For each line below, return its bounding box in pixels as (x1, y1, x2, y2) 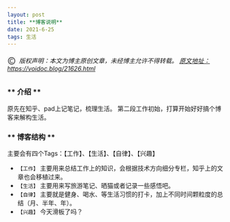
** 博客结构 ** (7, 132, 56, 142)
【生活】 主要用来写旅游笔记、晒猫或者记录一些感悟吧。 (17, 182, 175, 190)
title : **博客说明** (7, 18, 63, 26)
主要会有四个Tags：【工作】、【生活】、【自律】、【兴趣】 (7, 150, 159, 158)
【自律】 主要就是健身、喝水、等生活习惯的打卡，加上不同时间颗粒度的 (17, 190, 217, 198)
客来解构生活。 (7, 113, 50, 121)
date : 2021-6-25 (7, 26, 54, 33)
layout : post (7, 11, 45, 18)
